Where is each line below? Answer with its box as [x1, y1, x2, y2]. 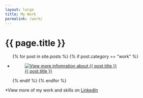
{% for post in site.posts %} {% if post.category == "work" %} [12, 53, 139, 59]
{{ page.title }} [5, 37, 66, 49]
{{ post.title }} [24, 68, 53, 74]
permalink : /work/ [5, 16, 43, 21]
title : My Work [5, 12, 36, 17]
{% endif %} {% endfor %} [12, 78, 67, 84]
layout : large [5, 7, 34, 12]
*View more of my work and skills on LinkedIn [5, 87, 98, 93]
